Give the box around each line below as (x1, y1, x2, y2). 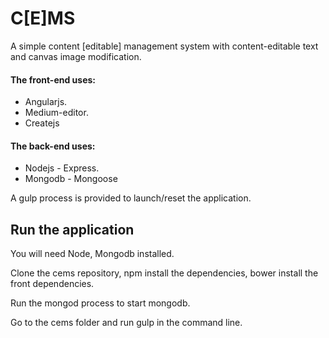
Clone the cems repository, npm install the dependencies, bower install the (10, 267, 319, 279)
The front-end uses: (10, 73, 97, 86)
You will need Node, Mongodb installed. (10, 248, 175, 260)
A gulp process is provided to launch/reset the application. (10, 192, 252, 204)
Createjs (24, 117, 60, 129)
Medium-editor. (24, 107, 89, 119)
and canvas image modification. (10, 50, 142, 62)
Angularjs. (24, 96, 68, 108)
